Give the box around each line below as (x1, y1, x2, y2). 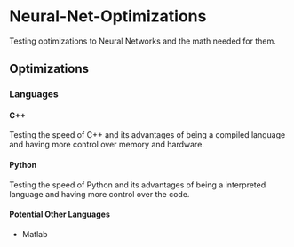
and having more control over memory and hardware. (9, 139, 204, 150)
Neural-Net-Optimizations (9, 6, 207, 27)
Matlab (21, 228, 48, 239)
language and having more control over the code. (9, 188, 190, 199)
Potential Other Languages (9, 209, 111, 219)
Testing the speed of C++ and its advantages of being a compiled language (9, 130, 286, 140)
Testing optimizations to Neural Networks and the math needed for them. (9, 36, 277, 46)
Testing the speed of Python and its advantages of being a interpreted (9, 179, 266, 190)
